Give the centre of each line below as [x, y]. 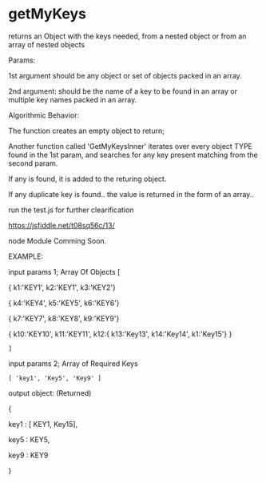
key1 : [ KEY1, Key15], [43, 424]
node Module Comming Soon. [58, 240]
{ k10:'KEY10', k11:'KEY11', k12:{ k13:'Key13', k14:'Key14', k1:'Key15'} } [120, 334]
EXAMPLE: [26, 256]
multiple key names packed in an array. [73, 99]
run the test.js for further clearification [71, 210]
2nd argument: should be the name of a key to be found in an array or [123, 91]
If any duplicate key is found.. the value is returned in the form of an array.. [131, 194]
